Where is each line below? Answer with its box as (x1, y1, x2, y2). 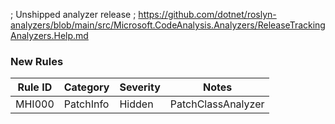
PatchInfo (63, 97, 110, 111)
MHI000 (15, 97, 55, 111)
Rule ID (17, 80, 53, 94)
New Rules (10, 54, 64, 68)
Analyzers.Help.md (10, 30, 89, 41)
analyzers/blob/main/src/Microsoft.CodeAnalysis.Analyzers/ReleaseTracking (10, 19, 326, 31)
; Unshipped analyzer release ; (10, 9, 137, 20)
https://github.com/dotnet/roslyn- (138, 9, 277, 20)
